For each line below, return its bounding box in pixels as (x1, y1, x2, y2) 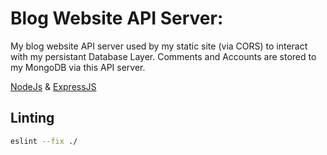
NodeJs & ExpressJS (10, 80, 97, 92)
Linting (10, 110, 55, 127)
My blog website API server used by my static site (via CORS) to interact (10, 40, 308, 52)
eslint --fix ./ (10, 136, 78, 146)
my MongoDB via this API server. (10, 61, 146, 73)
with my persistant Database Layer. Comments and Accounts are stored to (10, 50, 317, 62)
